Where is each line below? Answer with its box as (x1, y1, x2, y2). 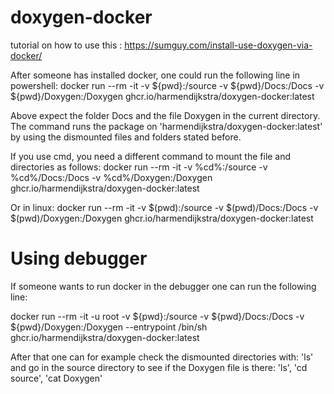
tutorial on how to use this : (10, 39, 123, 51)
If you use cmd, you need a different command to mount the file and (10, 150, 292, 162)
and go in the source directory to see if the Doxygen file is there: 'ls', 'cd (10, 361, 308, 373)
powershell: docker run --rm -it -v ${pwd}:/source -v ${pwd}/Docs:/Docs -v (10, 79, 325, 91)
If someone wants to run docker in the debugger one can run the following (10, 280, 317, 292)
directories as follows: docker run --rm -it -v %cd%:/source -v (10, 161, 268, 173)
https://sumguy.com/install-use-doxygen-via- (124, 39, 313, 51)
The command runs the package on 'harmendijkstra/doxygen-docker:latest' (10, 120, 323, 132)
